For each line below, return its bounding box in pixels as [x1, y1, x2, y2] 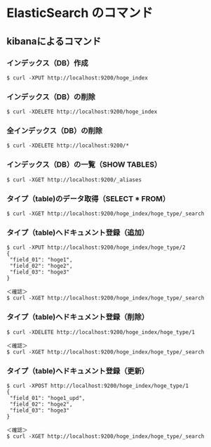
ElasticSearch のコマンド [6, 5, 154, 21]
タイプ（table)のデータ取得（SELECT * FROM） [6, 193, 170, 203]
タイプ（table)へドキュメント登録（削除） [6, 312, 149, 322]
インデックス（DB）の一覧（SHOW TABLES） [6, 160, 162, 169]
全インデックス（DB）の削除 [6, 126, 103, 136]
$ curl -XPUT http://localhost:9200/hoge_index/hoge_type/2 [6, 244, 186, 252]
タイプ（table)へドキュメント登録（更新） [6, 365, 149, 375]
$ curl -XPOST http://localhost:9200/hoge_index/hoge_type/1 [6, 382, 189, 389]
